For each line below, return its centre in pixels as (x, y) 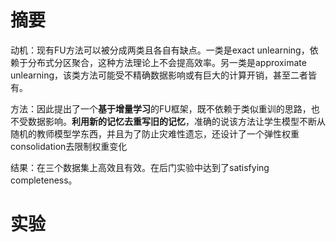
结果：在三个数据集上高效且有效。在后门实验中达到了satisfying (140, 167)
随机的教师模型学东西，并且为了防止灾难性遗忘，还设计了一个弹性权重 (155, 133)
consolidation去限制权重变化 (69, 146)
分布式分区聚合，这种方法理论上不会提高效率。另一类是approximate (167, 62)
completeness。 (44, 180)
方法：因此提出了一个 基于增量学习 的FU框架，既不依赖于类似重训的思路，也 (165, 108)
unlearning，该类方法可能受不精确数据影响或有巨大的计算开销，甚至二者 (159, 75)
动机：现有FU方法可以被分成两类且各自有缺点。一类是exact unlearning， (160, 50)
